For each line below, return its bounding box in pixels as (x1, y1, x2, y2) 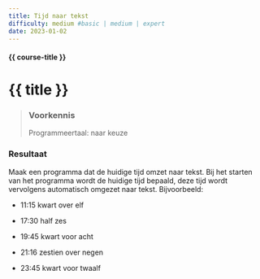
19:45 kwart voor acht (19, 231, 93, 241)
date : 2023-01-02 (8, 27, 67, 35)
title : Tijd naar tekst (8, 11, 89, 20)
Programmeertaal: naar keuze (28, 128, 128, 138)
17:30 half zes (19, 216, 67, 225)
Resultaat (8, 148, 47, 159)
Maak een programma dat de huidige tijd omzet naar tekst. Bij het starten (8, 167, 253, 177)
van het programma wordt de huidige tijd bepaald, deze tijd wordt (8, 176, 228, 185)
